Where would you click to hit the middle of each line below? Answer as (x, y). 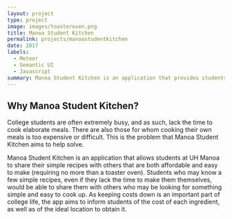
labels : (18, 53)
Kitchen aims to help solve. (46, 144)
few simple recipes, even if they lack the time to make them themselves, (110, 180)
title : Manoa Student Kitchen (51, 33)
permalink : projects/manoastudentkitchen (68, 39)
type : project (28, 20)
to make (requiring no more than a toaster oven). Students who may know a (115, 173)
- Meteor (26, 59)
